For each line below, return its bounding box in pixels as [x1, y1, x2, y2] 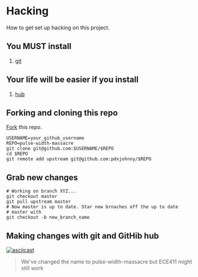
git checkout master [6, 193, 58, 200]
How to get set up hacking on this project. [6, 24, 110, 31]
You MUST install [6, 41, 72, 51]
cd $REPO [6, 151, 28, 157]
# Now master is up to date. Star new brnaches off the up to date [6, 204, 179, 210]
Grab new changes [6, 172, 78, 182]
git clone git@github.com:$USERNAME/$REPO [6, 145, 114, 152]
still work [20, 264, 44, 272]
